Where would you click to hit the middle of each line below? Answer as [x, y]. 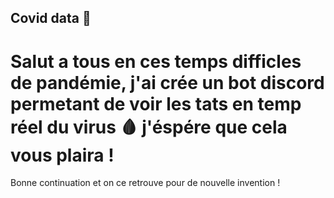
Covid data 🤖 [51, 18]
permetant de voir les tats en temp [156, 103]
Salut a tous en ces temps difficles [156, 61]
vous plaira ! [62, 155]
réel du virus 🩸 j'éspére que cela [149, 127]
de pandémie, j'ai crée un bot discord [167, 82]
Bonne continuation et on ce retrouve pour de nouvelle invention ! [145, 183]
